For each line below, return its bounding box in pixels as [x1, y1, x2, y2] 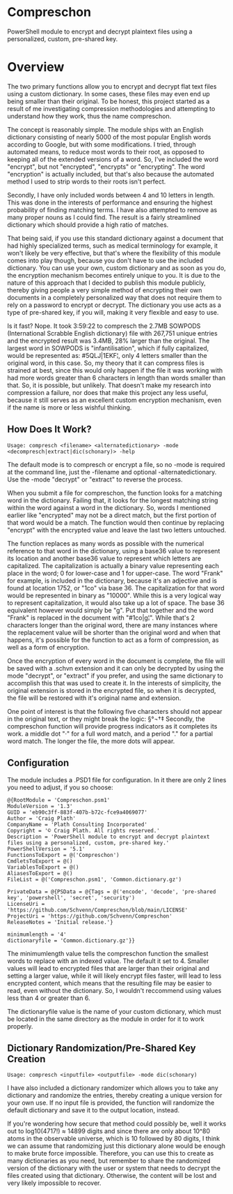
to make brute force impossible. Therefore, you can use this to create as [7, 1149, 214, 1158]
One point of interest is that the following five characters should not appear [7, 707, 223, 715]
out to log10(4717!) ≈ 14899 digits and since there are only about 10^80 [7, 1127, 211, 1135]
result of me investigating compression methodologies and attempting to [7, 104, 216, 112]
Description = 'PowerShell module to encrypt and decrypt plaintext [7, 833, 210, 840]
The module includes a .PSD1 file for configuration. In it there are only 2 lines [7, 775, 227, 784]
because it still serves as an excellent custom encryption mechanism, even [7, 396, 222, 404]
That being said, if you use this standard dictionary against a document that [7, 234, 224, 242]
